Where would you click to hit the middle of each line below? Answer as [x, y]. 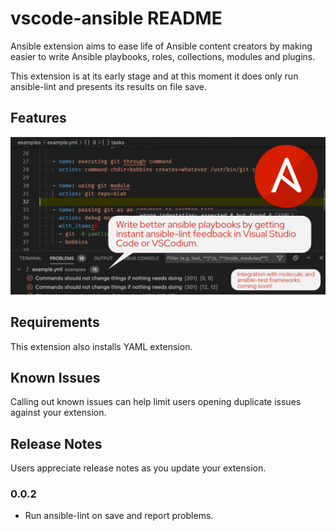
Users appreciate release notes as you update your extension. [138, 468]
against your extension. [58, 413]
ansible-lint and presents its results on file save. [108, 86]
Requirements [55, 322]
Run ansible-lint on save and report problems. [119, 516]
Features [38, 118]
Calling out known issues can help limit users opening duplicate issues [156, 402]
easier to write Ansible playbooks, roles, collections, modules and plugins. [163, 56]
